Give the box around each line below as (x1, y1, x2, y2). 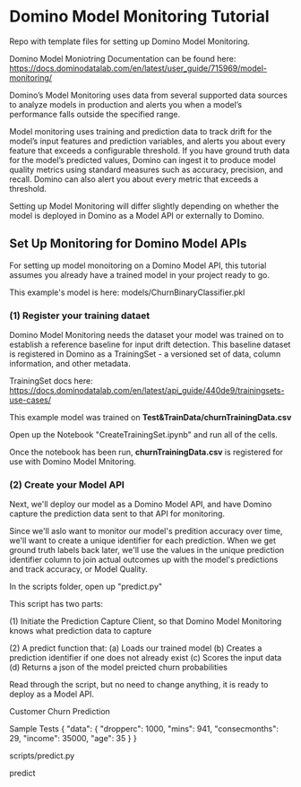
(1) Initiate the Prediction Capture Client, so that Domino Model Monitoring (9, 616, 282, 627)
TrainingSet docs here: (9, 376, 93, 386)
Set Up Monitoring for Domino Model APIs (9, 236, 247, 252)
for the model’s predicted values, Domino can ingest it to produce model (9, 154, 276, 165)
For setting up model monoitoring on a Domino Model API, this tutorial (9, 260, 267, 271)
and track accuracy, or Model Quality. (9, 564, 148, 575)
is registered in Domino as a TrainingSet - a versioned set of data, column (9, 349, 281, 359)
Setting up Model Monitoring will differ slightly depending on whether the (9, 200, 279, 212)
